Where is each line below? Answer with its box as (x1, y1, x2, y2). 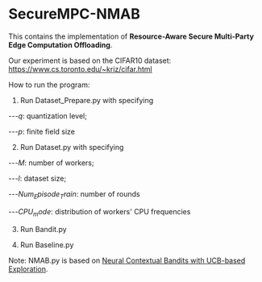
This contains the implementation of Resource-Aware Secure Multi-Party (8, 31, 254, 41)
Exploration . (8, 263, 48, 274)
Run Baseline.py (19, 239, 74, 250)
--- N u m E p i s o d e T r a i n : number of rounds (8, 189, 140, 201)
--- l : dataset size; (8, 173, 67, 183)
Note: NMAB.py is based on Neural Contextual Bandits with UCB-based (8, 255, 246, 265)
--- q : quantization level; (8, 110, 87, 121)
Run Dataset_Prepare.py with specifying (19, 95, 154, 105)
